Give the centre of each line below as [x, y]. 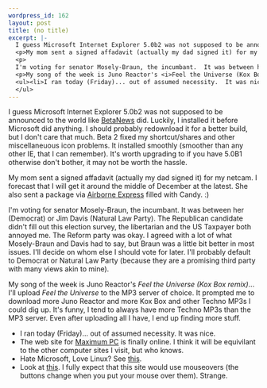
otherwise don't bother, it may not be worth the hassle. [98, 163]
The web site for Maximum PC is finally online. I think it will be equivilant [137, 342]
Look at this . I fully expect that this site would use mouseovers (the [129, 367]
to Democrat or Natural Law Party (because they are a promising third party [132, 261]
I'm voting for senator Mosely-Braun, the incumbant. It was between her [126, 210]
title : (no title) [39, 30]
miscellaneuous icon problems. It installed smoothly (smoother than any [126, 146]
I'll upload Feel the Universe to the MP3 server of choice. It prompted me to [132, 293]
